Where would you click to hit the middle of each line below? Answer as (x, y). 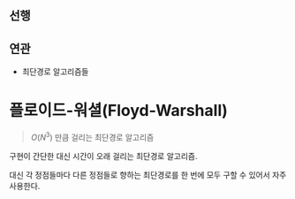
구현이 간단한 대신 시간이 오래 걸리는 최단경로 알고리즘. (103, 156)
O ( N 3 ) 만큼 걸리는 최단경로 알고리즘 (92, 137)
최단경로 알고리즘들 (55, 72)
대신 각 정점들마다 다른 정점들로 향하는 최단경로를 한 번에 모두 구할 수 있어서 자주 (148, 174)
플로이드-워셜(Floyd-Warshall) (118, 111)
